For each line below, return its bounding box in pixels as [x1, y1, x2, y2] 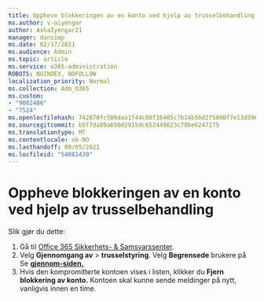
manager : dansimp [8, 33, 65, 42]
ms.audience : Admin [8, 48, 72, 56]
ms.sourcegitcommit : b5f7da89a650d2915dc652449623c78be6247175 [8, 121, 220, 129]
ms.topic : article [8, 56, 68, 64]
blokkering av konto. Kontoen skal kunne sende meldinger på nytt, [19, 276, 237, 285]
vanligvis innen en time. [19, 284, 97, 293]
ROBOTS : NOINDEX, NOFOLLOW [8, 70, 97, 78]
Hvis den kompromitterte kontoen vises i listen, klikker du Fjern [19, 267, 224, 277]
